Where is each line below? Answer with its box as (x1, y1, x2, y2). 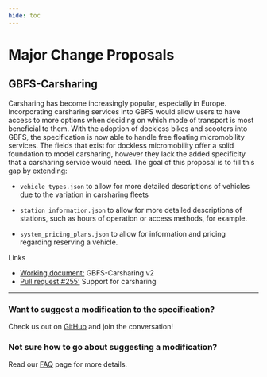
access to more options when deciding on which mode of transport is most (8, 115, 254, 125)
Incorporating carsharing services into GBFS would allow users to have (8, 106, 241, 116)
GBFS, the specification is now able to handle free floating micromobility (8, 132, 245, 141)
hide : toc (8, 11, 41, 20)
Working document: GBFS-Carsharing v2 (19, 267, 155, 278)
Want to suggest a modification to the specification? (8, 303, 215, 314)
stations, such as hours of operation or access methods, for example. (19, 214, 248, 223)
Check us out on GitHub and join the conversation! (8, 321, 173, 331)
